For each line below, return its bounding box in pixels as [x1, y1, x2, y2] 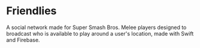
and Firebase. [6, 36, 40, 43]
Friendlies [6, 4, 57, 18]
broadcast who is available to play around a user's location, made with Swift [6, 30, 194, 37]
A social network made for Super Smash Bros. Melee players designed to [6, 24, 187, 31]
